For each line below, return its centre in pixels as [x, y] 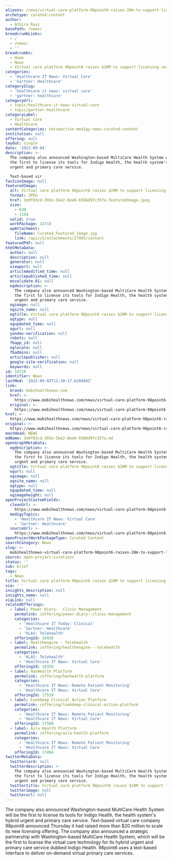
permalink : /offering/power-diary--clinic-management [73, 614]
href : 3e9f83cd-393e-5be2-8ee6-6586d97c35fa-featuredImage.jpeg [80, 200]
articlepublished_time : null [41, 276]
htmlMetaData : [20, 248]
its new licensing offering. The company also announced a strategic [77, 831]
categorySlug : [20, 86]
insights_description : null [35, 590]
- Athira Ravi [25, 24]
